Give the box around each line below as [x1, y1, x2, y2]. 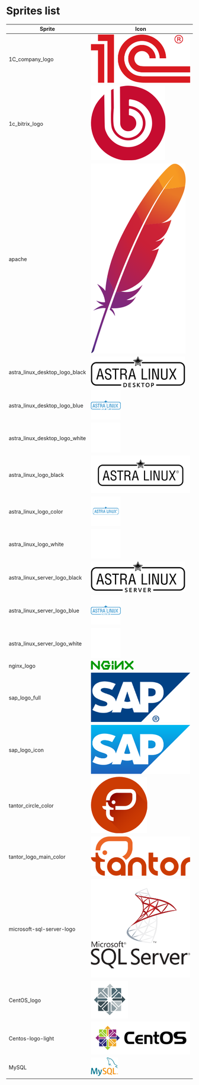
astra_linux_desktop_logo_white [8, 435, 86, 442]
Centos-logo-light [8, 1035, 54, 1042]
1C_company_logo [8, 55, 54, 63]
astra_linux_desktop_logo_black [8, 369, 86, 376]
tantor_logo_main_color [8, 853, 66, 860]
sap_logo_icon [8, 746, 44, 753]
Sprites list [6, 4, 60, 18]
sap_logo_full [8, 694, 41, 701]
